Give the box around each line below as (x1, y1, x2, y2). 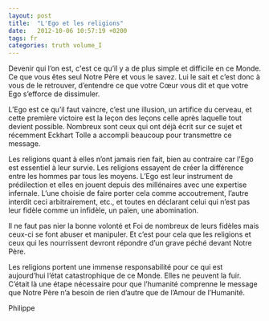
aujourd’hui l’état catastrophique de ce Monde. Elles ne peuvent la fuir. (8, 270, 242, 281)
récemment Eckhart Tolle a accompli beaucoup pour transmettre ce (8, 130, 232, 140)
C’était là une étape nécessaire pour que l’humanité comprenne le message (8, 279, 259, 289)
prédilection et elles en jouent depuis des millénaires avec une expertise (8, 180, 247, 189)
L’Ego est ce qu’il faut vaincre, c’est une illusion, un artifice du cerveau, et (8, 105, 252, 115)
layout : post (8, 11, 52, 20)
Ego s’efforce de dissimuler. (8, 89, 100, 99)
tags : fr (8, 34, 38, 43)
